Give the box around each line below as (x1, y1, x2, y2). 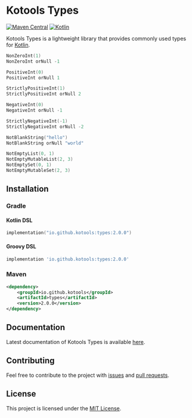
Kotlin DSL (6, 216, 33, 224)
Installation (6, 184, 49, 194)
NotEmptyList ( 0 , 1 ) (6, 150, 55, 157)
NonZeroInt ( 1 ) (6, 53, 42, 59)
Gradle (6, 202, 26, 210)
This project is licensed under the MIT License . (6, 404, 122, 412)
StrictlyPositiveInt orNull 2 (6, 91, 82, 97)
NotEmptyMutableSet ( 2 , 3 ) (6, 168, 70, 174)
